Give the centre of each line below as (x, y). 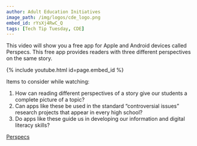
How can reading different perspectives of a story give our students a (101, 93)
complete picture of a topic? (50, 100)
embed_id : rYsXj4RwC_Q (35, 23)
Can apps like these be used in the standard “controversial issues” (97, 106)
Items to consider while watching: (48, 82)
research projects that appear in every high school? (79, 112)
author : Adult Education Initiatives (53, 12)
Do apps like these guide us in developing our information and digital (100, 119)
